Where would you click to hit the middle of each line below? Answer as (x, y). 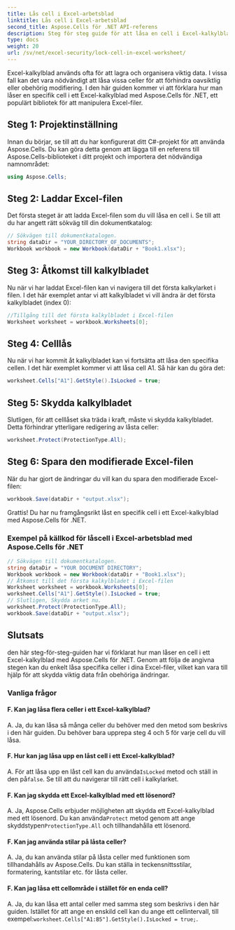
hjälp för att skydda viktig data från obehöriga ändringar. (88, 675)
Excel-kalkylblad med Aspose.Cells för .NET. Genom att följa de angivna (111, 659)
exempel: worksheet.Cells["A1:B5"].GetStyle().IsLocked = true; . (103, 919)
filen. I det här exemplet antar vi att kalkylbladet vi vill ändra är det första (111, 295)
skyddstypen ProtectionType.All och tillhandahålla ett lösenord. (99, 825)
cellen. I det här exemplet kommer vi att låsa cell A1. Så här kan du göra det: (116, 368)
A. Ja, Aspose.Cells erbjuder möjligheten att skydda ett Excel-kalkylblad (111, 811)
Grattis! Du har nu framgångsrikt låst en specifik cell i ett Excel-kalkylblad (113, 512)
